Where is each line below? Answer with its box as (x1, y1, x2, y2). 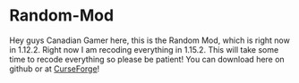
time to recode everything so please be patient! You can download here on (9, 54, 285, 64)
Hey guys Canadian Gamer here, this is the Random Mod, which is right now (9, 35, 291, 46)
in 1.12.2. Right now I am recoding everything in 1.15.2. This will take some (9, 44, 279, 54)
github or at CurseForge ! (9, 63, 100, 74)
